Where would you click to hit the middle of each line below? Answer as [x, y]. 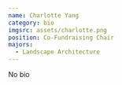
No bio [19, 74]
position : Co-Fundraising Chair [61, 37]
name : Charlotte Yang [44, 15]
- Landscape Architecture [58, 52]
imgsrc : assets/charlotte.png [58, 30]
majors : [21, 45]
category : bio [31, 23]
